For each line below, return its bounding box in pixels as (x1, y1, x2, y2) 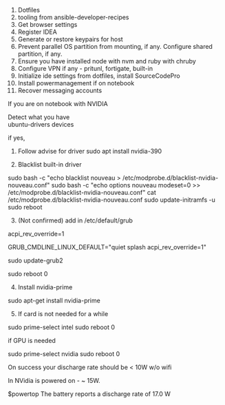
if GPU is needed (8, 337, 56, 344)
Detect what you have (8, 113, 70, 121)
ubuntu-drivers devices (8, 121, 74, 128)
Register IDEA (17, 28, 57, 36)
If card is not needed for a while (17, 310, 109, 318)
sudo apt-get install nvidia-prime (8, 296, 100, 304)
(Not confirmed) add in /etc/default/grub (17, 216, 133, 225)
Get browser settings (17, 21, 78, 28)
